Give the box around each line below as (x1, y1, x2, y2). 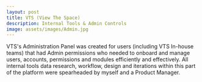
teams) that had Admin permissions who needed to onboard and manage (6, 50, 190, 57)
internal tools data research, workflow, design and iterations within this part (6, 62, 196, 70)
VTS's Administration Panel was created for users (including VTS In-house (6, 43, 194, 50)
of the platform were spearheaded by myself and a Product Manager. (6, 69, 181, 76)
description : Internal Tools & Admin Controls (6, 20, 127, 26)
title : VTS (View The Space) (6, 15, 81, 21)
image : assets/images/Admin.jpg (6, 26, 88, 32)
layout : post (6, 9, 40, 15)
